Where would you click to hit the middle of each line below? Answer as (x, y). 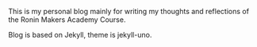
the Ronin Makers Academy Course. (67, 20)
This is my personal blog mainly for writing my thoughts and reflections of (129, 11)
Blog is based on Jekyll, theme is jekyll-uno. (80, 35)
